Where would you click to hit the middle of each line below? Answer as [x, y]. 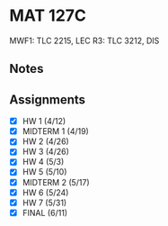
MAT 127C [48, 16]
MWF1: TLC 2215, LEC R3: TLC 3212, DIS [84, 41]
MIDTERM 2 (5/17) [56, 182]
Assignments [48, 99]
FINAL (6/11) [45, 212]
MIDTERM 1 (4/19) [56, 131]
